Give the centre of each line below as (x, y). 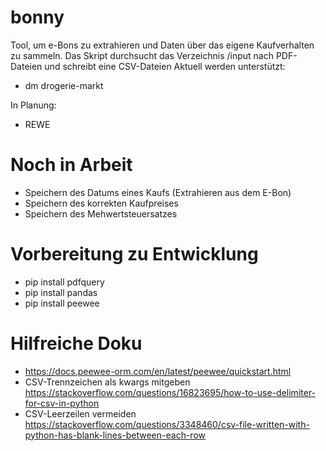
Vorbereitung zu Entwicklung (134, 254)
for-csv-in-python (62, 403)
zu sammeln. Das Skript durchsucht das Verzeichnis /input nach (142, 55)
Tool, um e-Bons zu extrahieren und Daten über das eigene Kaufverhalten (162, 45)
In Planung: (33, 105)
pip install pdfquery (64, 282)
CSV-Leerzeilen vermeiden (80, 413)
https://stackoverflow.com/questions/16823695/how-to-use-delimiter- (170, 392)
